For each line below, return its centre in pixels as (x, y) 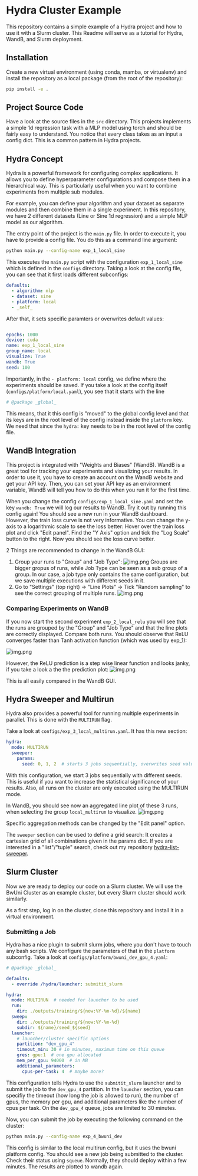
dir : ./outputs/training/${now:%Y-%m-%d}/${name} (79, 1011)
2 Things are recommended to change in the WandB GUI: (76, 551)
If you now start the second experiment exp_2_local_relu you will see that (96, 621)
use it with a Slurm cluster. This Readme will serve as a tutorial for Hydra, (95, 32)
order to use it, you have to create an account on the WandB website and (95, 477)
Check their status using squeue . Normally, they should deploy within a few (97, 1160)
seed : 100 (18, 367)
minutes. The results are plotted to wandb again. (65, 1167)
